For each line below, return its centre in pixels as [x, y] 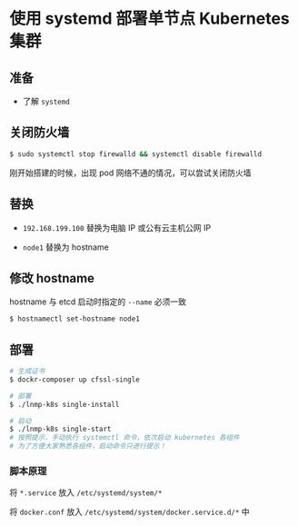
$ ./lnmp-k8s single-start [60, 429]
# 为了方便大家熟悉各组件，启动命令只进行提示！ [88, 446]
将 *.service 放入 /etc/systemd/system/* [86, 492]
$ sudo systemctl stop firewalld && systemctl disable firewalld [135, 154]
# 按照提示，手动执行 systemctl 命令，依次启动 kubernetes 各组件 [124, 438]
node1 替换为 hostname [65, 247]
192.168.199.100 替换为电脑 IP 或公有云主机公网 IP [117, 227]
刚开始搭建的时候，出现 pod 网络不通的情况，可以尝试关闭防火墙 [130, 173]
